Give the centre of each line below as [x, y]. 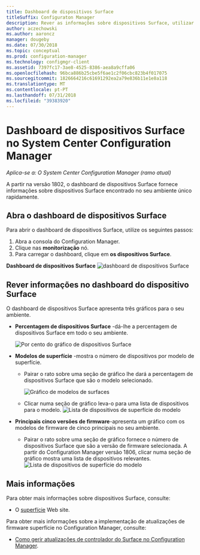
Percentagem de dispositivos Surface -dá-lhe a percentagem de [96, 326]
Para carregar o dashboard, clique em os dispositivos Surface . [93, 254]
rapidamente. [22, 197]
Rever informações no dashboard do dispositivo [98, 285]
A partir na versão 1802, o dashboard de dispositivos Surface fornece [92, 184]
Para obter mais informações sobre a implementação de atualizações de [96, 521]
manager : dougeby [28, 40]
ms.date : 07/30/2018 [32, 46]
